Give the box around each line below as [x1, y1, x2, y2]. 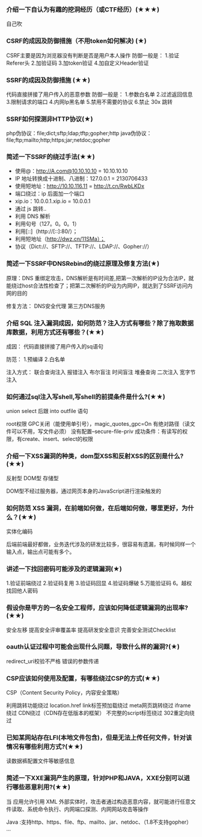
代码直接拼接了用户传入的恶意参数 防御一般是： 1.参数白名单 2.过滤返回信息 [6, 91, 194, 98]
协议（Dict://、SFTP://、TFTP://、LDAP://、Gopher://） [14, 243, 153, 250]
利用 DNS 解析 [14, 213, 51, 220]
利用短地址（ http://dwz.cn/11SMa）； [14, 236, 105, 243]
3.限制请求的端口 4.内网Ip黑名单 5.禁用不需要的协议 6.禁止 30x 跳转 [6, 98, 173, 105]
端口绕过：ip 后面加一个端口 [14, 190, 85, 197]
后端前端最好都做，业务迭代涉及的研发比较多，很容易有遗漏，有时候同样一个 [6, 540, 196, 548]
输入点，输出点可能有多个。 [6, 548, 75, 555]
